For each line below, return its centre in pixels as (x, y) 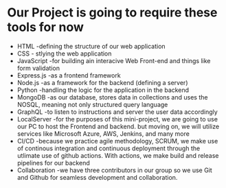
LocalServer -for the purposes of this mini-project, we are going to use (117, 119)
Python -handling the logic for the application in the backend (103, 90)
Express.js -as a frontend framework (69, 75)
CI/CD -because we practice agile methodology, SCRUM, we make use (117, 141)
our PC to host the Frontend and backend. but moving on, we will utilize (118, 126)
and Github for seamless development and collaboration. (97, 177)
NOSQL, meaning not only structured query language (92, 104)
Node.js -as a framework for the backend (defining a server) (102, 82)
